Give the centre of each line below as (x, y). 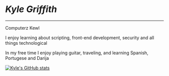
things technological (26, 43)
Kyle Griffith (31, 9)
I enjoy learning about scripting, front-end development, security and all (80, 37)
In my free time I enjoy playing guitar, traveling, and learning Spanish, (77, 53)
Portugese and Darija (27, 58)
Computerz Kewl (22, 28)
